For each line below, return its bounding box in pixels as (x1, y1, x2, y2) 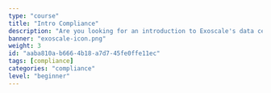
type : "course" (8, 11, 60, 20)
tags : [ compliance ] (8, 57, 74, 66)
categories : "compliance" (8, 65, 95, 73)
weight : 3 (8, 42, 42, 50)
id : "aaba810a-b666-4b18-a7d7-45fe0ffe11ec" (8, 49, 161, 57)
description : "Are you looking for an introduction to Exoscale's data (8, 27, 254, 35)
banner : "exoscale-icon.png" (8, 34, 106, 43)
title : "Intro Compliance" (8, 19, 99, 27)
